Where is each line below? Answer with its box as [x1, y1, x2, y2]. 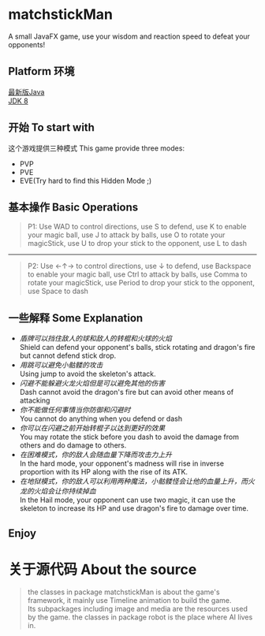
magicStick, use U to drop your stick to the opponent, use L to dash [27, 239, 247, 248]
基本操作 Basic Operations [8, 200, 139, 214]
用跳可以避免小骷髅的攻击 [19, 360, 103, 370]
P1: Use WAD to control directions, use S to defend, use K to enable [27, 222, 247, 232]
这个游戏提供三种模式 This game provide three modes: [8, 143, 185, 153]
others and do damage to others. [19, 441, 127, 450]
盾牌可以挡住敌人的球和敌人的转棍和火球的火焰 [19, 333, 172, 344]
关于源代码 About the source [8, 560, 197, 578]
